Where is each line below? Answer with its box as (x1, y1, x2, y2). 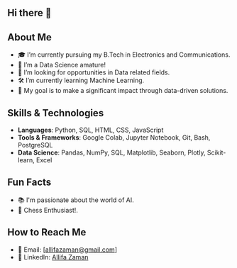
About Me (7, 31, 52, 43)
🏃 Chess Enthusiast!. (17, 206, 78, 214)
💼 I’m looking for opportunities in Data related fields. (17, 68, 170, 77)
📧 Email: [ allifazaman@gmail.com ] (17, 245, 117, 254)
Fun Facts (7, 177, 52, 189)
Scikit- (206, 148, 226, 157)
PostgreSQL (17, 141, 53, 150)
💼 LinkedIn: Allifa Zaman (17, 252, 89, 261)
